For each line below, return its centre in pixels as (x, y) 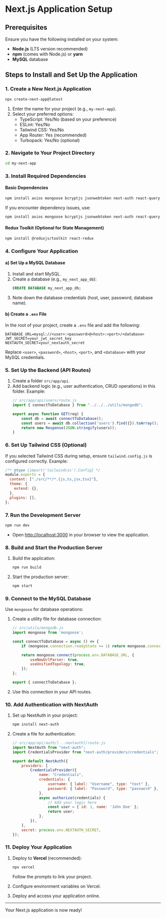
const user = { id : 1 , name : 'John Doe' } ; (93, 807)
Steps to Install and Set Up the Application (71, 75)
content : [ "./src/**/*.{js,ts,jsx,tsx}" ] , (54, 479)
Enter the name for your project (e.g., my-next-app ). (64, 109)
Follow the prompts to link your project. (52, 876)
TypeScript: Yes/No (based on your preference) (68, 119)
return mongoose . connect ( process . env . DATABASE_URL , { (78, 655)
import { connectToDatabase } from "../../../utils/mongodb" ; (78, 405)
